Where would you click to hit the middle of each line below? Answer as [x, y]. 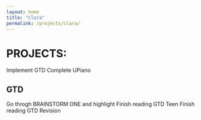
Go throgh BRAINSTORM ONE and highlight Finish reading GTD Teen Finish [100, 104]
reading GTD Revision [33, 111]
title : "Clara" [26, 18]
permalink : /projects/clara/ [43, 23]
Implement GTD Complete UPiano [49, 70]
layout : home [23, 12]
